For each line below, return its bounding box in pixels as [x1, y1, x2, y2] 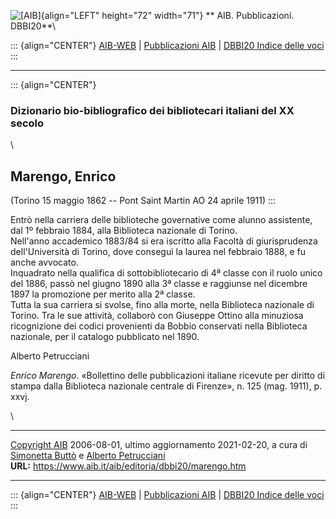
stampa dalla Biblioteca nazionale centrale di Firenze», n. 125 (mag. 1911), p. [10, 380, 323, 392]
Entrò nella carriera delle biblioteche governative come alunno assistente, [10, 214, 313, 226]
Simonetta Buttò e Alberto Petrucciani [10, 450, 166, 462]
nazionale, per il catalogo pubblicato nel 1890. [10, 331, 200, 343]
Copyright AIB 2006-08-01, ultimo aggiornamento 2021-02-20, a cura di [10, 439, 308, 451]
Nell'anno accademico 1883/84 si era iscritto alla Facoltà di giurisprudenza [10, 235, 318, 247]
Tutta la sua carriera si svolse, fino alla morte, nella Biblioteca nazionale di [10, 299, 315, 311]
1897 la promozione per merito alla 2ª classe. [10, 288, 196, 300]
